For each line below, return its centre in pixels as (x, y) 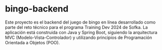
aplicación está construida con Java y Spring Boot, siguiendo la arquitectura (81, 32)
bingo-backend (37, 9)
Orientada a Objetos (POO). (32, 42)
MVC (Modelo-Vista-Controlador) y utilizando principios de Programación (79, 37)
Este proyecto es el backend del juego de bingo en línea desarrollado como (81, 22)
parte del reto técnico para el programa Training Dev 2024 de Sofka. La (76, 27)
